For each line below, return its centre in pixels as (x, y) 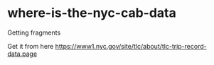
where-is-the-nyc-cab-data (92, 13)
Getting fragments (34, 32)
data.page (22, 54)
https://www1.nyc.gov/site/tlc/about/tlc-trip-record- (131, 46)
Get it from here (31, 46)
